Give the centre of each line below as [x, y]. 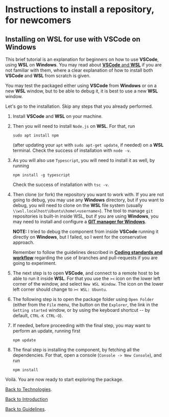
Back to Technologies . [29, 389]
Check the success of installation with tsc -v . [61, 184]
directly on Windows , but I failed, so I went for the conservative [80, 237]
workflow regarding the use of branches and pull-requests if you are [85, 258]
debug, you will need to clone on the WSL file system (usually [78, 205]
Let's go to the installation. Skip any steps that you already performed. [79, 106]
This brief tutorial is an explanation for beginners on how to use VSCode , [82, 59]
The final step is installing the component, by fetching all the [76, 350]
